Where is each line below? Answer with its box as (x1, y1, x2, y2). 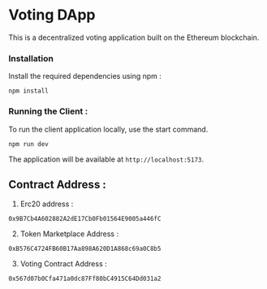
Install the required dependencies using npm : (8, 71, 162, 81)
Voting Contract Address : (19, 259, 107, 269)
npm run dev (8, 140, 49, 148)
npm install (8, 87, 49, 95)
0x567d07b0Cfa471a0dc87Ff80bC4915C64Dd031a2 (8, 274, 161, 283)
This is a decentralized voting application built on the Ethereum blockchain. (8, 32, 260, 42)
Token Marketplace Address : (19, 229, 119, 239)
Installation (8, 53, 54, 64)
